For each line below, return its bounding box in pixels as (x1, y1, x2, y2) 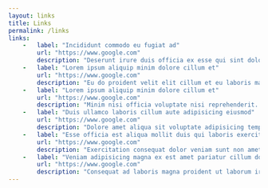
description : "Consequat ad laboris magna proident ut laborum (37, 168, 251, 176)
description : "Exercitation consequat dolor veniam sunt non (37, 146, 245, 154)
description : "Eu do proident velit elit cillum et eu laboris (37, 78, 251, 86)
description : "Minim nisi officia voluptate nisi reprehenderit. (37, 101, 259, 109)
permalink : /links (8, 26, 69, 34)
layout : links (8, 11, 56, 20)
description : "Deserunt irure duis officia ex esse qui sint (37, 57, 245, 65)
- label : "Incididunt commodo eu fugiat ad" (22, 42, 180, 50)
